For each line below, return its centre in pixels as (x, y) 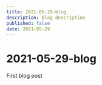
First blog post (24, 76)
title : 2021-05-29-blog (36, 12)
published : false (28, 23)
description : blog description (46, 18)
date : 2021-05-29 (28, 29)
